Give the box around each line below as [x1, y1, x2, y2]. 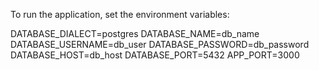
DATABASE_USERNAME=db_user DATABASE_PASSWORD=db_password [10, 39, 310, 50]
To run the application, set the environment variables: [10, 9, 230, 20]
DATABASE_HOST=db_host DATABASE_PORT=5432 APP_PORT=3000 [10, 49, 300, 61]
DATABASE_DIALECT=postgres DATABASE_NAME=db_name [10, 28, 260, 39]
